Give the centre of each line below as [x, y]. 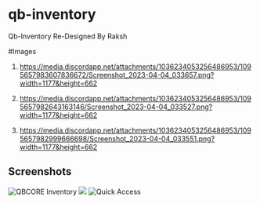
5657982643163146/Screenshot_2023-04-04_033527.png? [116, 107]
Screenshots [40, 171]
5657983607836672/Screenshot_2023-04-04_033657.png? [117, 75]
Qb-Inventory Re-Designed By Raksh [68, 36]
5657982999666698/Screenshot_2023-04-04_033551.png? [117, 138]
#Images [22, 51]
